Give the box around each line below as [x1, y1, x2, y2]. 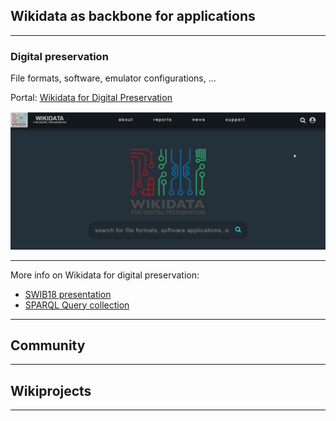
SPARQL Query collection [24, 299, 130, 311]
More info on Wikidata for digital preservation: [10, 269, 200, 281]
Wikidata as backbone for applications [10, 8, 256, 25]
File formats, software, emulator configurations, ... [10, 72, 217, 84]
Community [10, 337, 86, 354]
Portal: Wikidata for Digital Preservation [10, 92, 173, 104]
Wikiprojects [10, 382, 92, 399]
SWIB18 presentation [24, 288, 112, 300]
